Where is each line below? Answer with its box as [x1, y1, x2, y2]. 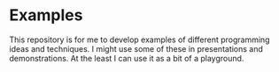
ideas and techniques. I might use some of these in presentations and [9, 43, 264, 54]
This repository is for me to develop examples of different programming [9, 34, 270, 45]
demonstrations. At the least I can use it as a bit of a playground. [9, 53, 244, 63]
